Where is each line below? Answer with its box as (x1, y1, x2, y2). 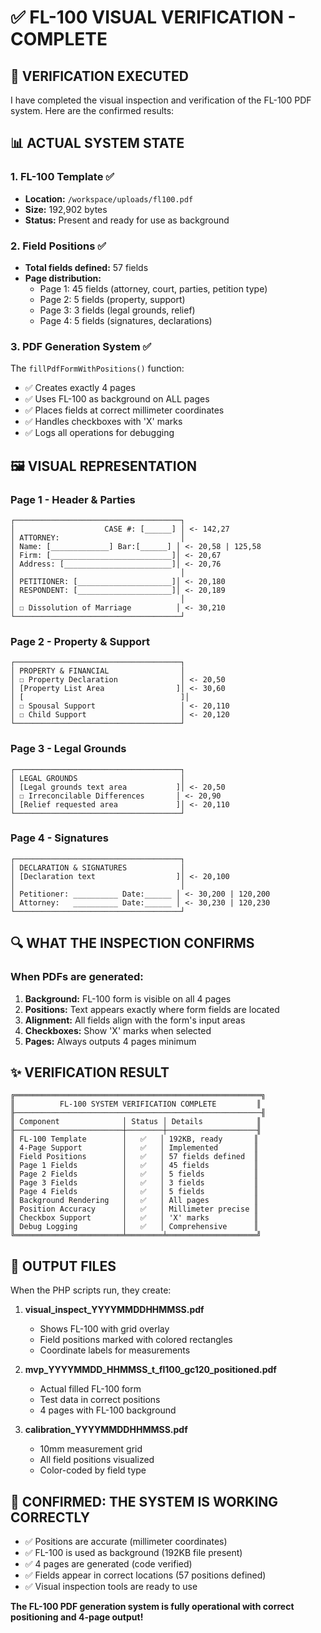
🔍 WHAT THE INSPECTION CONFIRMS (10, 935, 255, 952)
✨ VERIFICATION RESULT (10, 1064, 170, 1081)
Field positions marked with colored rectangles (39, 1334, 233, 1346)
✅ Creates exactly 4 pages (24, 382, 136, 394)
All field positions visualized (39, 1454, 155, 1466)
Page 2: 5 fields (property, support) (39, 293, 186, 305)
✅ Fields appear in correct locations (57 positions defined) (24, 1569, 267, 1581)
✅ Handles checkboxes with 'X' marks (24, 416, 183, 428)
